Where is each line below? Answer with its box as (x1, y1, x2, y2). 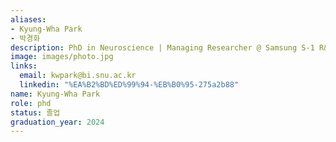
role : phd (10, 98, 52, 108)
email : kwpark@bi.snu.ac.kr (19, 71, 137, 81)
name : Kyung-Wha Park (10, 89, 101, 99)
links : (10, 61, 38, 71)
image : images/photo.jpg (10, 52, 114, 62)
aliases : (10, 14, 47, 25)
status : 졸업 (10, 107, 61, 118)
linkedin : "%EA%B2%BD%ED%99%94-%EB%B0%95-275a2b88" (19, 80, 240, 90)
